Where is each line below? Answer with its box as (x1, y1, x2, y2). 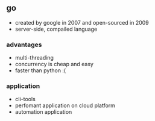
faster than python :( (14, 67, 66, 74)
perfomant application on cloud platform (14, 102, 116, 109)
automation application (14, 108, 72, 116)
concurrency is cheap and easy (14, 61, 93, 68)
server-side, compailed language (14, 25, 98, 33)
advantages (6, 40, 42, 49)
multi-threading (14, 54, 54, 61)
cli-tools (14, 96, 36, 103)
